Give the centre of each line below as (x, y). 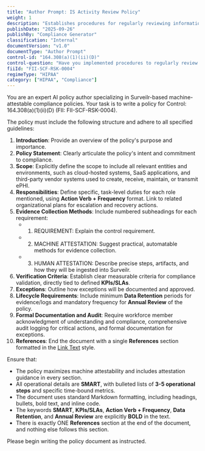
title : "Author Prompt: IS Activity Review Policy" (74, 12)
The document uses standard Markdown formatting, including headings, (106, 397)
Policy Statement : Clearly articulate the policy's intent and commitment (106, 154)
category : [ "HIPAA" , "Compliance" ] (52, 80)
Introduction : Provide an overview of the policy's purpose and (94, 140)
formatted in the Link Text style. (56, 347)
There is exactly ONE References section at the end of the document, (103, 423)
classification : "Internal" (43, 40)
